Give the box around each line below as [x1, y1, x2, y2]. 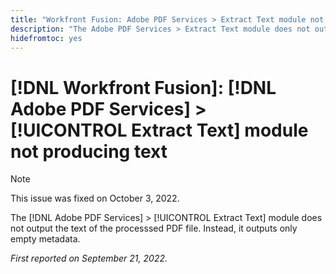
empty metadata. [10, 233, 81, 245]
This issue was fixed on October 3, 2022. [10, 192, 180, 205]
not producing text [10, 140, 168, 163]
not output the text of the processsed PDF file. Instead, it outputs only [10, 222, 298, 235]
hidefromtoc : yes [10, 33, 83, 43]
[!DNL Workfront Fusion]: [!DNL [10, 76, 277, 99]
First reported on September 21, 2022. [10, 252, 168, 265]
